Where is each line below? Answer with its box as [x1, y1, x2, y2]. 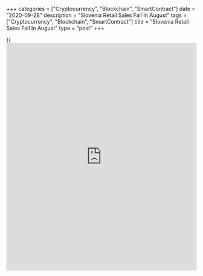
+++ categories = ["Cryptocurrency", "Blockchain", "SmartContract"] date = [6, 5, 196, 12]
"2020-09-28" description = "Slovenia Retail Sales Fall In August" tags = [6, 12, 187, 19]
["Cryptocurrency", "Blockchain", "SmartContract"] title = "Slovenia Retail [6, 18, 189, 25]
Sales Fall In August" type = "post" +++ [6, 24, 105, 32]
